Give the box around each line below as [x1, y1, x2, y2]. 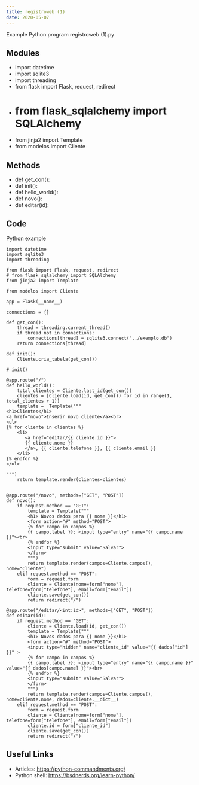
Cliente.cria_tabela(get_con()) [17, 356, 97, 362]
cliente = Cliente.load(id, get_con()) [27, 623, 127, 629]
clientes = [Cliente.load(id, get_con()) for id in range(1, [17, 392, 172, 398]
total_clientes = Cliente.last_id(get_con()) [17, 387, 133, 394]
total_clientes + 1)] [6, 398, 60, 404]
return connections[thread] [17, 340, 87, 346]
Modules [6, 48, 40, 58]
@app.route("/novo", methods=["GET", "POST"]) [6, 492, 124, 498]
